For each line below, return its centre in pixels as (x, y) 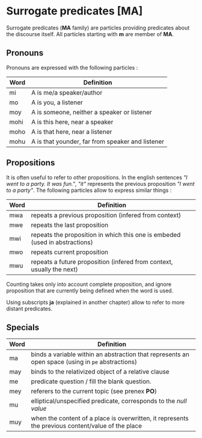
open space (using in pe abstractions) (84, 362)
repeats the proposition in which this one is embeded (106, 235)
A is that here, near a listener (72, 132)
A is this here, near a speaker (72, 122)
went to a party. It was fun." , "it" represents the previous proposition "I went (100, 184)
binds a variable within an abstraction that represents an (110, 354)
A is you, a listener (57, 102)
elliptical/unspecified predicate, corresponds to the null (109, 401)
